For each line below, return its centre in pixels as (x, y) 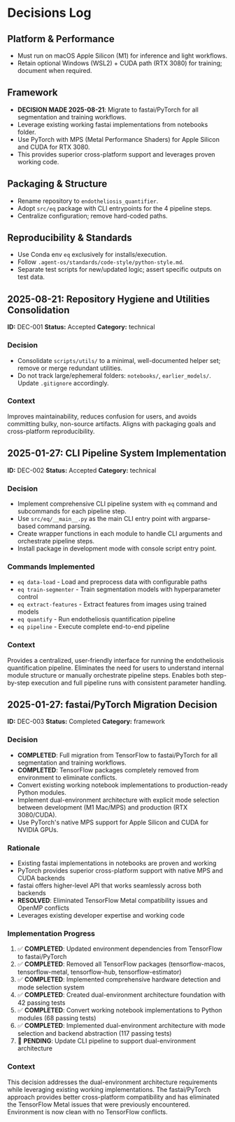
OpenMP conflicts (43, 908)
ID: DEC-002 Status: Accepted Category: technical (82, 470)
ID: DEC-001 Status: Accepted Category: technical (81, 327)
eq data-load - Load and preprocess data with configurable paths (112, 582)
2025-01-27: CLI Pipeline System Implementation (117, 453)
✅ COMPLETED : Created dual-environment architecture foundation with (121, 995)
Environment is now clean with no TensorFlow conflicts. (87, 1111)
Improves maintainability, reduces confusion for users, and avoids (102, 416)
